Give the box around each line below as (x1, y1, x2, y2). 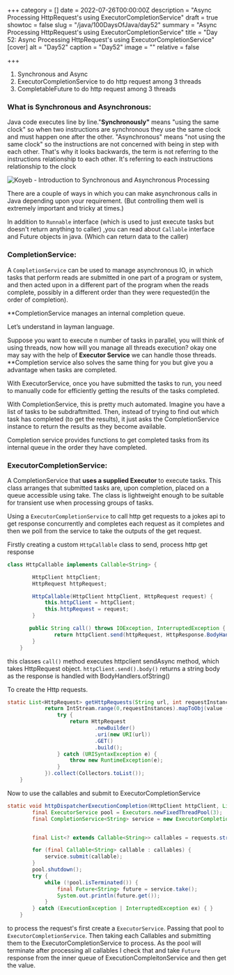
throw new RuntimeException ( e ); (69, 757, 164, 764)
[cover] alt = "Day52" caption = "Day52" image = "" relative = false (7, 43, 200, 51)
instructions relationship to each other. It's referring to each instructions (7, 155, 214, 163)
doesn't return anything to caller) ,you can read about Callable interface (7, 225, 215, 233)
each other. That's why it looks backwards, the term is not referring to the (7, 148, 219, 156)
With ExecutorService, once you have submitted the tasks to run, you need (7, 379, 222, 387)
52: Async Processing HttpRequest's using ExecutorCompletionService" (7, 36, 214, 44)
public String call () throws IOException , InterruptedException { (29, 625, 226, 632)
